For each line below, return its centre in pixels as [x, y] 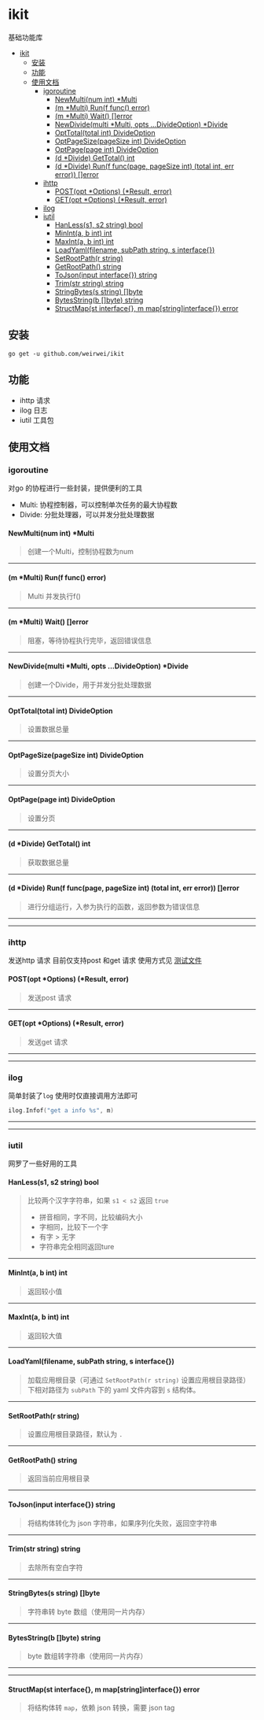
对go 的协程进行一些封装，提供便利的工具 [75, 488]
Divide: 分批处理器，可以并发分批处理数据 [87, 515]
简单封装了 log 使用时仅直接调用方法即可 [73, 1096]
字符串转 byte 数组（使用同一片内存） [88, 1612]
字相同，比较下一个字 [73, 1227]
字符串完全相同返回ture [77, 1247]
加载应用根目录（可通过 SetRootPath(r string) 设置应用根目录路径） [139, 1380]
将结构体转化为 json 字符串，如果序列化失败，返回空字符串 [122, 1523]
